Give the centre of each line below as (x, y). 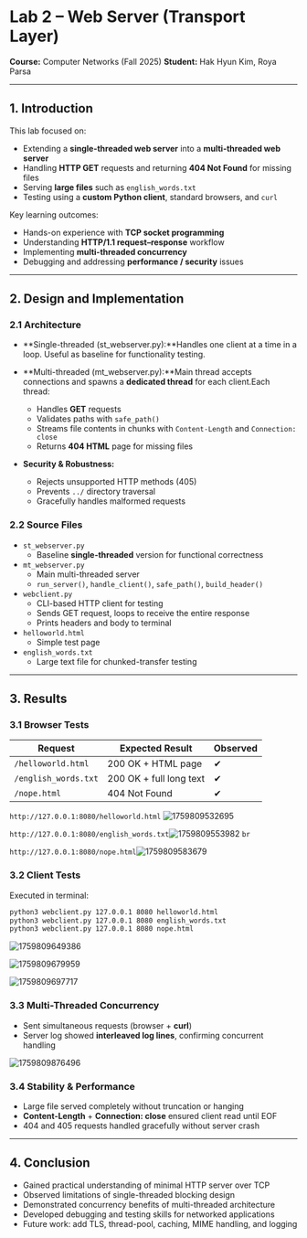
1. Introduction (51, 108)
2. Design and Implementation (97, 299)
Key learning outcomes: (54, 214)
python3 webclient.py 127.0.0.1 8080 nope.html (102, 929)
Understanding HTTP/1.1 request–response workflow (124, 242)
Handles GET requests (79, 410)
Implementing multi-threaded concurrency (105, 251)
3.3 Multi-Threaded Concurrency (85, 1006)
